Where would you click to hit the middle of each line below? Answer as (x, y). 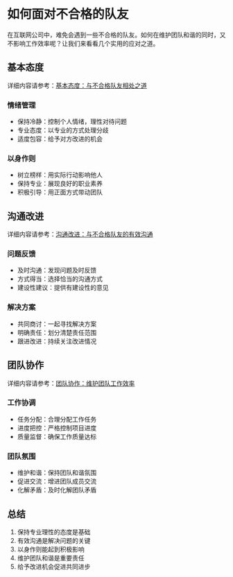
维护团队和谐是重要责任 (51, 558)
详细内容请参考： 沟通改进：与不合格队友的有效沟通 (80, 234)
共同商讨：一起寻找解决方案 (57, 324)
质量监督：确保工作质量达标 (57, 436)
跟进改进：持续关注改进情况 (57, 341)
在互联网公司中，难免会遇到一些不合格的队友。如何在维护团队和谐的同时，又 (116, 35)
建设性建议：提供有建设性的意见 (63, 288)
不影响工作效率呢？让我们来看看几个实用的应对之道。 (83, 43)
